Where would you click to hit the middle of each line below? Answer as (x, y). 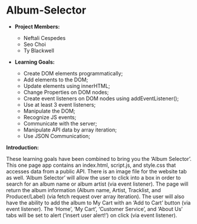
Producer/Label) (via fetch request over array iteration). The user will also (95, 196)
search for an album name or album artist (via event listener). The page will (97, 184)
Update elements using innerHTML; (67, 85)
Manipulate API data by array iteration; (70, 130)
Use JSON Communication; (57, 136)
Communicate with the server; (60, 123)
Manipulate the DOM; (49, 111)
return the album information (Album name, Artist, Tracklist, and (83, 190)
